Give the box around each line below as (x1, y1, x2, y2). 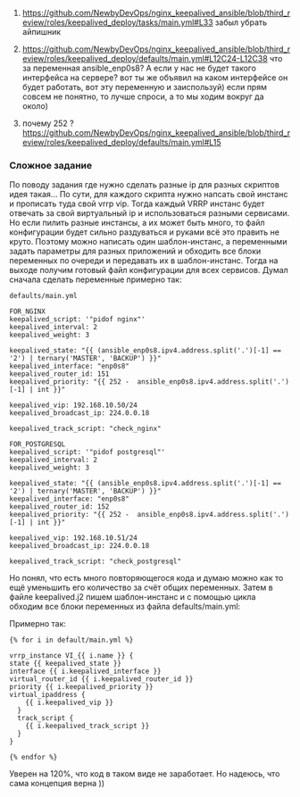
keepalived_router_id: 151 (9, 369, 110, 378)
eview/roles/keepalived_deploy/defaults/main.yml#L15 (21, 137, 221, 147)
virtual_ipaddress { (9, 691, 87, 700)
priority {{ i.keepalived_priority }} (9, 683, 154, 692)
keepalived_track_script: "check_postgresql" (9, 557, 181, 566)
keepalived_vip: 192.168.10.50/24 (9, 401, 138, 410)
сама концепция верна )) (9, 778, 105, 789)
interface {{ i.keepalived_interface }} (9, 667, 162, 677)
